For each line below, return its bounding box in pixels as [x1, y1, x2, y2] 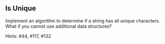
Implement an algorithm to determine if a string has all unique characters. [5, 17, 160, 24]
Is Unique [5, 4, 36, 13]
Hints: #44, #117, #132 [5, 33, 51, 39]
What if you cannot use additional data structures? [5, 23, 112, 29]
